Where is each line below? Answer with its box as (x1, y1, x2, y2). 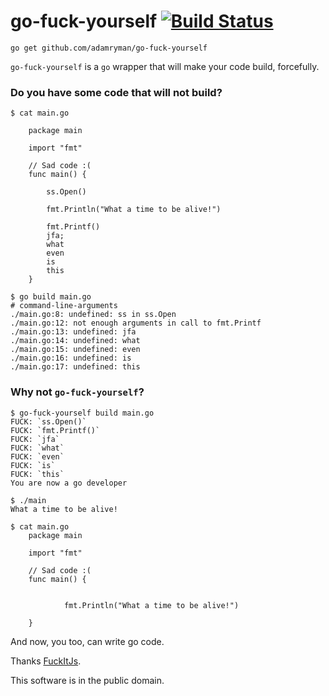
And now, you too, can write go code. (10, 635, 165, 647)
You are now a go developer (10, 478, 128, 488)
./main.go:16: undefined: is (10, 353, 132, 364)
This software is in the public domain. (10, 674, 165, 686)
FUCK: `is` (10, 460, 56, 470)
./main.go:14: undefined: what (10, 336, 141, 346)
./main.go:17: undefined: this (10, 362, 141, 372)
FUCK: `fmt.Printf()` (10, 425, 101, 435)
